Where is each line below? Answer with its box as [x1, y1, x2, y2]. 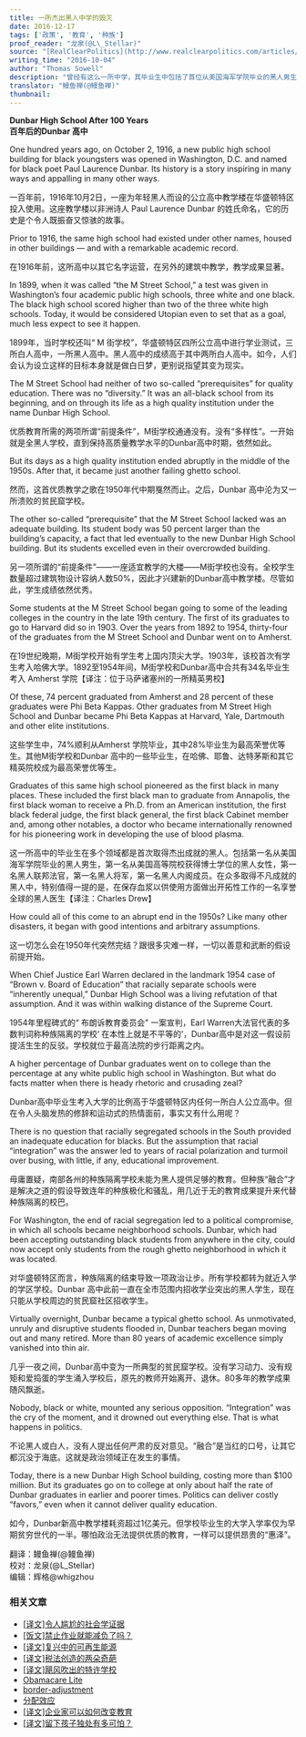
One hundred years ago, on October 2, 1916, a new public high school [9, 143, 271, 155]
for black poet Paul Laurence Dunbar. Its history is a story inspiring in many [9, 163, 291, 174]
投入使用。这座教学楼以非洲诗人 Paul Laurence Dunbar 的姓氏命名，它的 [9, 202, 281, 214]
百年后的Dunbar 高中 [9, 125, 88, 137]
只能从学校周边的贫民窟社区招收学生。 [9, 1295, 153, 1306]
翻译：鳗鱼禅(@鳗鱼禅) [9, 1548, 96, 1559]
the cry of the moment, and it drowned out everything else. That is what [9, 1412, 280, 1423]
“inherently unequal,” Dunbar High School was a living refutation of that [9, 988, 278, 999]
